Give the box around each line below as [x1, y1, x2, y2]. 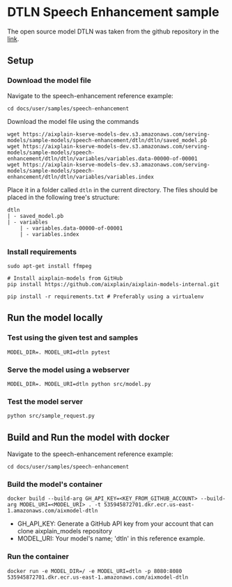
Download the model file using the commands [7, 117, 139, 125]
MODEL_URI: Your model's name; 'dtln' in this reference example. [17, 534, 206, 543]
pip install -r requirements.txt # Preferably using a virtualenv [7, 293, 204, 300]
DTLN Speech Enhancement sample [7, 4, 219, 20]
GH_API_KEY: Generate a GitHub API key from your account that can [17, 519, 214, 528]
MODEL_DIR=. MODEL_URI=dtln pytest [7, 349, 111, 356]
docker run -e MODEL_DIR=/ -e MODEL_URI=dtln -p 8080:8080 [7, 568, 183, 574]
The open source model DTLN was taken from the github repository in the [7, 27, 219, 36]
